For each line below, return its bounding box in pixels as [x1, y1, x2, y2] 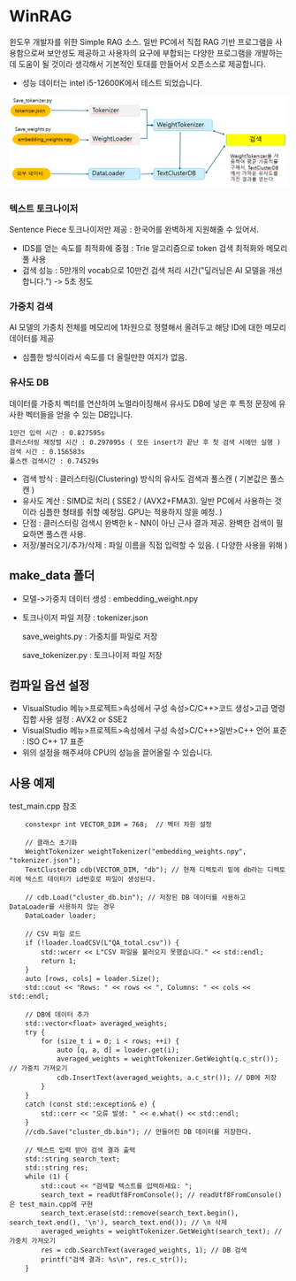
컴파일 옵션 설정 [9, 678, 90, 693]
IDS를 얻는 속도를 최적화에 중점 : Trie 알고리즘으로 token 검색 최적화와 [21, 243, 265, 254]
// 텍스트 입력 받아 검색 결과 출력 [25, 1146, 136, 1155]
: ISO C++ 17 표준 [21, 736, 85, 747]
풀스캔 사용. [45, 528, 87, 539]
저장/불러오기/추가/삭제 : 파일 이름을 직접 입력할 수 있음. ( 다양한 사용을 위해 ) [21, 540, 288, 550]
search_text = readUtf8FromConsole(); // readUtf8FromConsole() [41, 1191, 283, 1200]
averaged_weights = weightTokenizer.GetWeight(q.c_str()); [56, 1055, 278, 1063]
